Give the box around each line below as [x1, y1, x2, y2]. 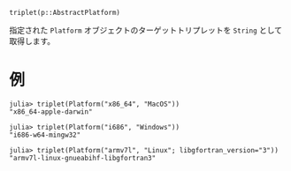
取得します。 [9, 36, 56, 46]
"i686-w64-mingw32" [9, 130, 81, 139]
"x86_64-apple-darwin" [9, 107, 93, 116]
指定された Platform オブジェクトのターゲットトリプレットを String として [9, 25, 283, 35]
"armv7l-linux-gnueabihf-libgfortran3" [9, 153, 157, 162]
